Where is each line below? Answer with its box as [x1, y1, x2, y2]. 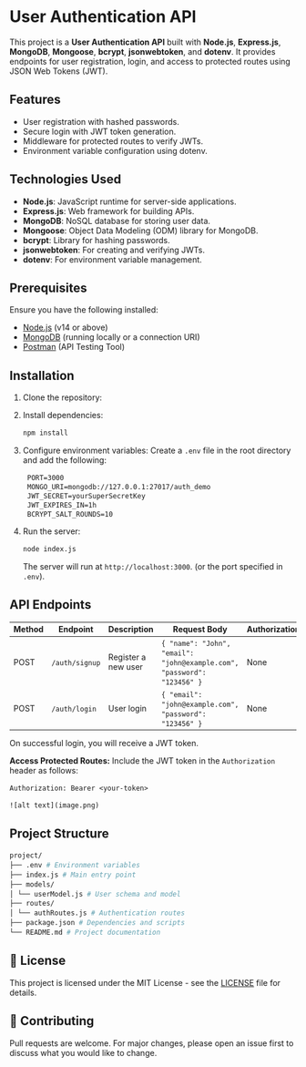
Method [13, 624, 44, 635]
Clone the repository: [22, 392, 103, 403]
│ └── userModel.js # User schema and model [9, 889, 181, 898]
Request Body [172, 624, 228, 635]
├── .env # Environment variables [9, 860, 141, 869]
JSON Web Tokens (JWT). [9, 66, 108, 77]
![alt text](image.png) [9, 801, 100, 810]
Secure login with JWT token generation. [22, 126, 177, 137]
